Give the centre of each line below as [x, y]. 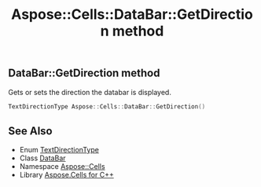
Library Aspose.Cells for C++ [66, 175]
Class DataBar [42, 158]
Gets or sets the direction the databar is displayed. [90, 92]
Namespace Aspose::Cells [62, 167]
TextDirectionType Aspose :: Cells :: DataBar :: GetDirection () [107, 106]
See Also [30, 131]
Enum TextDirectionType [59, 150]
